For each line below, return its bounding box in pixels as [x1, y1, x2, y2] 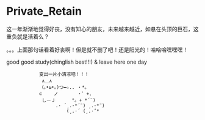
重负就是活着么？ [6, 32, 49, 40]
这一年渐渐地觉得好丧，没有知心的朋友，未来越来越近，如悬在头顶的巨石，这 [6, 25, 199, 32]
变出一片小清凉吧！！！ [38, 71, 90, 77]
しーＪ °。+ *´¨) [41, 97, 96, 103]
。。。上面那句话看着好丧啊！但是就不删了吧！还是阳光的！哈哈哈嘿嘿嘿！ [6, 46, 188, 53]
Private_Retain [6, 4, 82, 18]
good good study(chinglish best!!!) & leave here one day [6, 58, 148, 66]
